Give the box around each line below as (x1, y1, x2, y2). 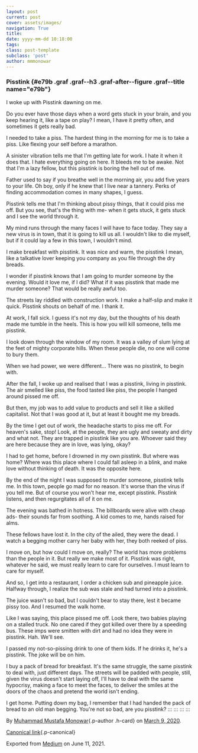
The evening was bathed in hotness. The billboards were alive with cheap (6, 507, 185, 514)
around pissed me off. (6, 392, 60, 400)
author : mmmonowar (6, 58, 51, 64)
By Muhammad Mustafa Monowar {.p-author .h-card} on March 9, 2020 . (6, 717, 181, 724)
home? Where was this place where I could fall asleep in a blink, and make (6, 459, 187, 466)
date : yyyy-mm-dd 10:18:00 (6, 36, 73, 42)
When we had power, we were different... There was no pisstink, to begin (6, 362, 184, 369)
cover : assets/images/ (6, 20, 62, 25)
